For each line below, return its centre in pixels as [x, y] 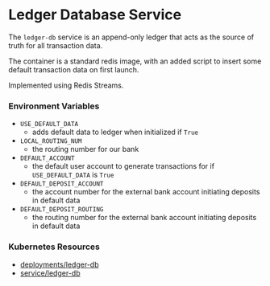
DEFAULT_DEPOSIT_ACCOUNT [62, 184]
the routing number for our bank [85, 149]
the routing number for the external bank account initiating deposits [144, 218]
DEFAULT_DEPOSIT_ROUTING [62, 210]
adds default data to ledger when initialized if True [115, 132]
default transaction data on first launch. [74, 69]
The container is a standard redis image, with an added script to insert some [135, 61]
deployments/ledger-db [59, 264]
